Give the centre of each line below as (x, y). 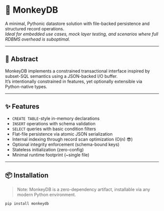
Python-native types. (26, 86)
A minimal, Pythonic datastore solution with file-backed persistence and (77, 23)
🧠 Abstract (21, 59)
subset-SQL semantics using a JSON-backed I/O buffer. (61, 76)
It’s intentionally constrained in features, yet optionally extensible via (74, 81)
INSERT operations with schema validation (54, 123)
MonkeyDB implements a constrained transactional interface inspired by (78, 71)
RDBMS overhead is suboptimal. (38, 39)
